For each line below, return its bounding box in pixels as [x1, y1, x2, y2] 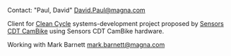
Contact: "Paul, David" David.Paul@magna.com [7, 6, 146, 14]
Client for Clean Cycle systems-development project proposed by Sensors [7, 20, 224, 27]
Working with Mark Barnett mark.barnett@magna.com [7, 41, 165, 48]
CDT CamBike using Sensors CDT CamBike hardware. [7, 27, 165, 35]
